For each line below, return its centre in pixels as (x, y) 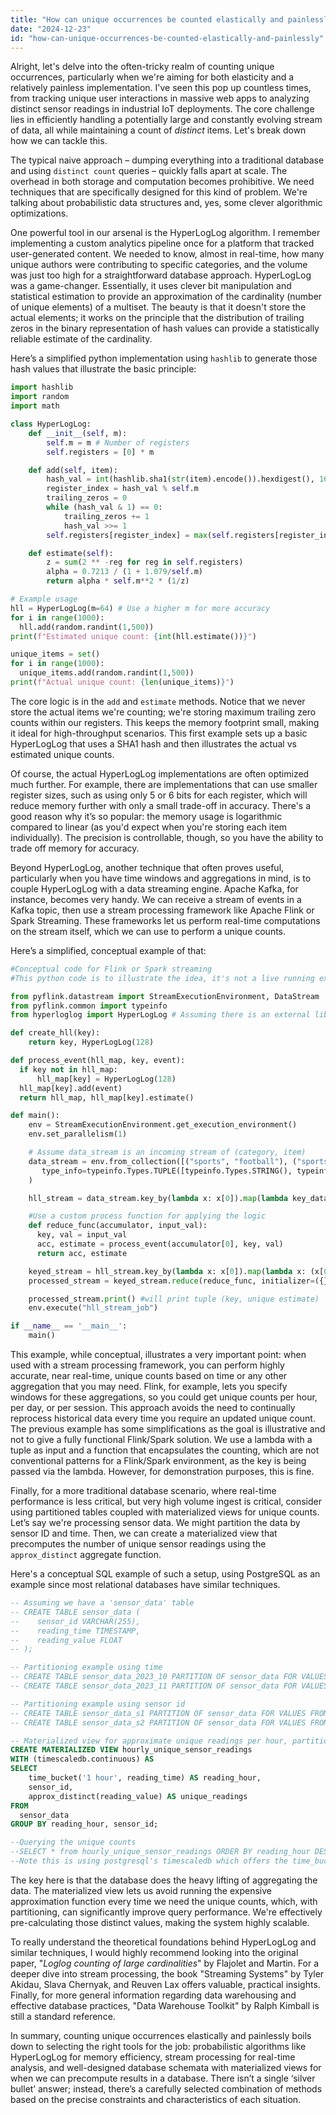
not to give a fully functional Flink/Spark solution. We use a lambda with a (161, 1439)
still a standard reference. (63, 2016)
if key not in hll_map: (68, 1069)
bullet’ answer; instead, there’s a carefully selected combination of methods (166, 2088)
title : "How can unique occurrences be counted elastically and (147, 19)
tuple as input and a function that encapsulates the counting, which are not (165, 1450)
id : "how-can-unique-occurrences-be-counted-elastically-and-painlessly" (167, 38)
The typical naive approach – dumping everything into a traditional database (167, 160)
